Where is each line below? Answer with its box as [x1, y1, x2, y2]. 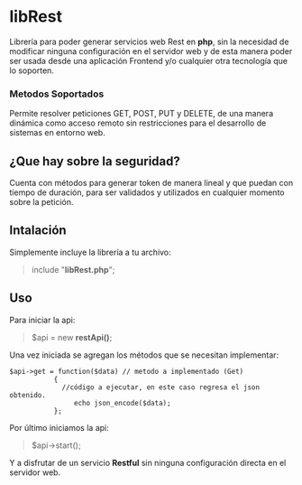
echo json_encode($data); [73, 398, 171, 407]
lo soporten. [9, 65, 54, 76]
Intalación [9, 223, 67, 238]
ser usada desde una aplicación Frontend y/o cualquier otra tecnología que [9, 55, 288, 66]
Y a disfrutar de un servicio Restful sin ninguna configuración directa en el [9, 457, 287, 468]
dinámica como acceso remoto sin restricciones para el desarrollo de [9, 117, 267, 128]
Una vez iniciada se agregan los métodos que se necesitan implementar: [9, 350, 279, 360]
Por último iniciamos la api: [9, 422, 110, 433]
